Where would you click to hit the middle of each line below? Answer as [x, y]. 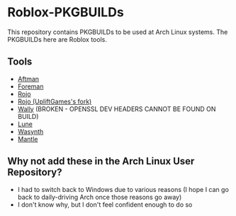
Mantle [28, 139]
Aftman [28, 79]
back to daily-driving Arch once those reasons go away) [100, 197]
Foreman [30, 86]
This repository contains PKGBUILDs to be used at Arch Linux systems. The [118, 32]
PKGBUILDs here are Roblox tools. [57, 39]
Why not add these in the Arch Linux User [101, 161]
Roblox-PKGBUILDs [66, 12]
